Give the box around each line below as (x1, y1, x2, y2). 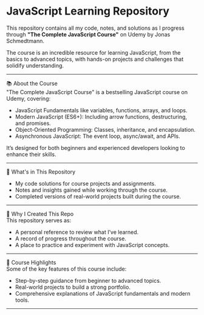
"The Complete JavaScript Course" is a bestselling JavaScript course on (6, 88, 188, 95)
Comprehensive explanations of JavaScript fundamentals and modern (15, 290, 191, 297)
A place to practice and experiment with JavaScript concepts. (15, 241, 170, 248)
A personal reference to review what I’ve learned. (15, 228, 139, 235)
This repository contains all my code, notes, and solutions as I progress (6, 24, 185, 32)
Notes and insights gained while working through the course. (15, 186, 168, 194)
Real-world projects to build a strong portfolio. (15, 283, 131, 291)
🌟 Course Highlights (6, 259, 56, 266)
